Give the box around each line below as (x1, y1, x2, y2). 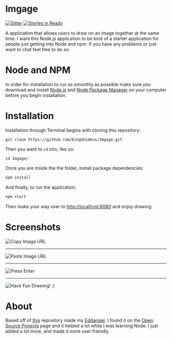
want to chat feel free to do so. (5, 46, 70, 52)
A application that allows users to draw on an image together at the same (5, 30, 160, 36)
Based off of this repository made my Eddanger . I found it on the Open (5, 317, 154, 324)
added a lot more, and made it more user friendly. (5, 328, 110, 334)
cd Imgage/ (5, 156, 29, 161)
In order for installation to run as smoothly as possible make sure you (5, 81, 151, 87)
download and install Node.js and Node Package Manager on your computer (5, 87, 167, 93)
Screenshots (5, 221, 61, 233)
